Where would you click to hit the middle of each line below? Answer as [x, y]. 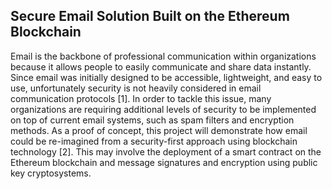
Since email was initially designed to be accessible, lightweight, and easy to [166, 77]
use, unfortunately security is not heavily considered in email [136, 88]
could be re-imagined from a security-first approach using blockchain [154, 141]
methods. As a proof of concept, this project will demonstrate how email [159, 130]
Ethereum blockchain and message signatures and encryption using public [164, 162]
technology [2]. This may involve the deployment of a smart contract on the [166, 151]
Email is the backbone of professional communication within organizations [163, 56]
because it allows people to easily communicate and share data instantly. [161, 66]
